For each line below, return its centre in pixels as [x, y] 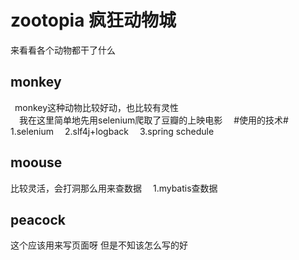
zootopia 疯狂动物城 [93, 20]
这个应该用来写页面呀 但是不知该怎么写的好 [99, 245]
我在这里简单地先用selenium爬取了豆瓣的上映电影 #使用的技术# [154, 120]
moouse [36, 162]
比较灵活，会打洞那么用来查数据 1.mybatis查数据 [114, 188]
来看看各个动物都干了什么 [63, 50]
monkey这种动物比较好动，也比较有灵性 [97, 107]
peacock [38, 219]
